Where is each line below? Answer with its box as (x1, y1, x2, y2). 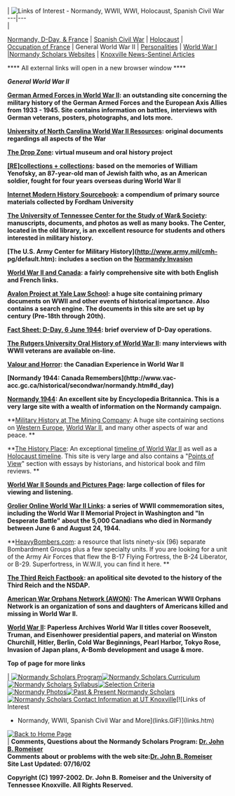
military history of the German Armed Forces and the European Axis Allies (7, 98, 228, 107)
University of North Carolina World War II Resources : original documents (7, 127, 224, 135)
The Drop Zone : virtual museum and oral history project (7, 148, 173, 156)
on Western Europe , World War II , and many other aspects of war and (7, 424, 208, 431)
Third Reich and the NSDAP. (7, 581, 90, 589)
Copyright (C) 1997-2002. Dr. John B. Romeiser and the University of (7, 774, 212, 781)
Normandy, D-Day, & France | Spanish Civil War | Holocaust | (7, 35, 184, 44)
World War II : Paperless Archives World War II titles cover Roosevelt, (7, 623, 212, 632)
